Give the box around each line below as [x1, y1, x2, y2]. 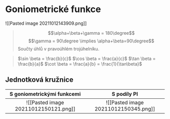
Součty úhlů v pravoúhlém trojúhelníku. [17, 45, 100, 51]
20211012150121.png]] [15, 105, 76, 112]
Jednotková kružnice [5, 76, 73, 84]
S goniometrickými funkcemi [9, 90, 81, 97]
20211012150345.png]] [94, 105, 155, 112]
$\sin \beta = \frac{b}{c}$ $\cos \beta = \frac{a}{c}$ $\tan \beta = [17, 55, 156, 62]
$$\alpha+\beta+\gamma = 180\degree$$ [48, 30, 135, 36]
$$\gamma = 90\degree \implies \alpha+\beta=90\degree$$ [28, 38, 154, 44]
